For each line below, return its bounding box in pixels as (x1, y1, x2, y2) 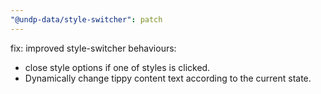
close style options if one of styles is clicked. (24, 61, 211, 73)
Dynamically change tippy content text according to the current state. (24, 72, 312, 84)
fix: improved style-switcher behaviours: (10, 42, 177, 54)
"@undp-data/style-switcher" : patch (10, 14, 163, 25)
